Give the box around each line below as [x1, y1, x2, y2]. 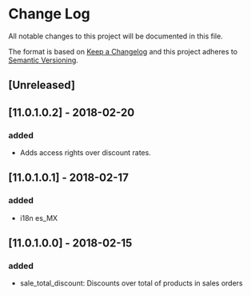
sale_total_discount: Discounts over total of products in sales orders [19, 278, 244, 288]
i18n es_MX [19, 213, 58, 222]
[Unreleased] [8, 78, 76, 92]
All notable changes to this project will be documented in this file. [8, 31, 224, 41]
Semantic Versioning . [8, 55, 78, 65]
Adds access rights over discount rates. [19, 148, 152, 158]
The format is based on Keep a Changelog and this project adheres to [8, 46, 238, 56]
